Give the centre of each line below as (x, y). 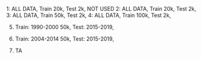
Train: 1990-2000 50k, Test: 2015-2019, (64, 27)
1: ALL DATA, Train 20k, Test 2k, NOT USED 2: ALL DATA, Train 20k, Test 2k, (101, 9)
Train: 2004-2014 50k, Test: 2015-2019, (64, 39)
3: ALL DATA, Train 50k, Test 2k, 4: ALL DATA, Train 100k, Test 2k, (89, 15)
